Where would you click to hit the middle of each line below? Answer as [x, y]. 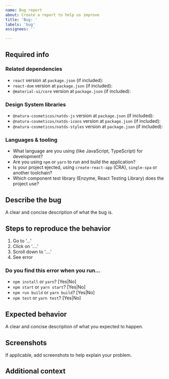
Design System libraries [36, 104]
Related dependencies [34, 69]
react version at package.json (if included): [58, 80]
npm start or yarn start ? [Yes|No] [49, 287]
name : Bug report [24, 10]
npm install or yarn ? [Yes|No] [45, 282]
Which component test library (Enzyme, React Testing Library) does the [88, 178]
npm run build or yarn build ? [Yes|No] [54, 293]
